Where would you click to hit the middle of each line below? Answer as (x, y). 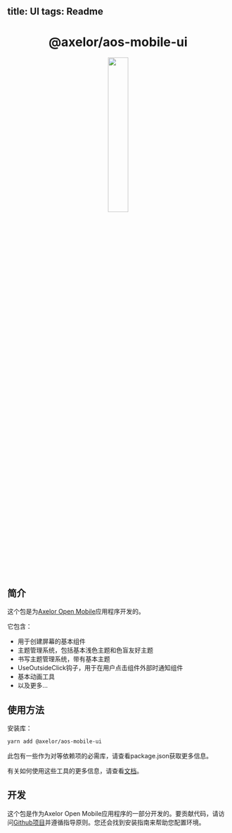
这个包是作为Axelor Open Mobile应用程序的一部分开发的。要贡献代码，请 (113, 813)
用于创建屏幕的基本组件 (51, 641)
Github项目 (30, 822)
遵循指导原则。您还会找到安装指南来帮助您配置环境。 (128, 822)
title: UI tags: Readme (55, 12)
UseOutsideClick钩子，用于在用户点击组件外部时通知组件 (100, 668)
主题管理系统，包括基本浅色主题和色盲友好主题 (85, 650)
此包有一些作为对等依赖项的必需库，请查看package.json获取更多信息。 (110, 755)
